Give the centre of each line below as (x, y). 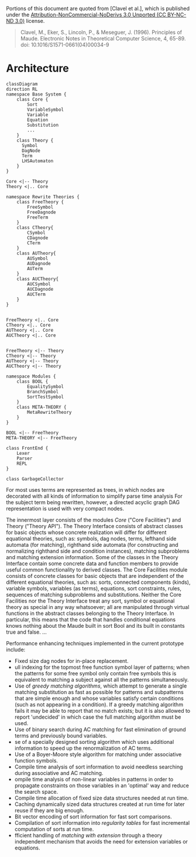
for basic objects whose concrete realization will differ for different (86, 532)
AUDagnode (39, 263)
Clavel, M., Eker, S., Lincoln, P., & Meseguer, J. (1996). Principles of (101, 32)
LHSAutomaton (37, 161)
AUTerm (35, 268)
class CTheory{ (35, 227)
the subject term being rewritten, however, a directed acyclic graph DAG (93, 502)
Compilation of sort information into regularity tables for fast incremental (102, 822)
